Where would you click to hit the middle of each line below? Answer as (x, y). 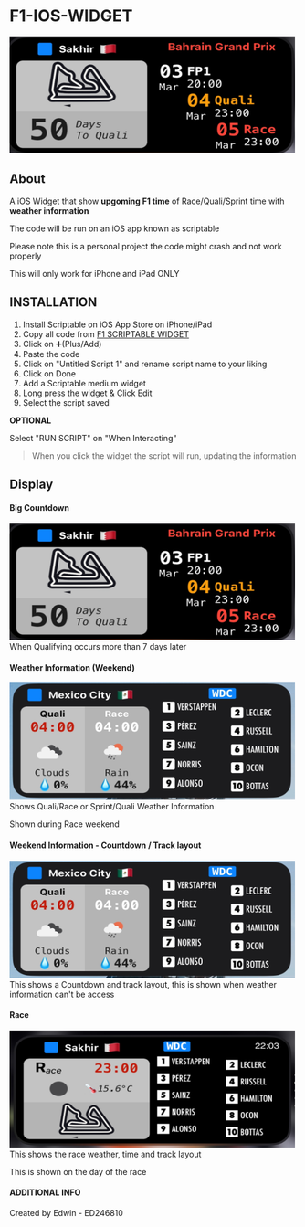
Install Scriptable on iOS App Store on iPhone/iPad (117, 324)
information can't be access (62, 994)
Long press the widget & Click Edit (87, 393)
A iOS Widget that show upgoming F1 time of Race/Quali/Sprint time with (147, 201)
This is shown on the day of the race (78, 1171)
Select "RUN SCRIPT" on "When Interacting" (93, 438)
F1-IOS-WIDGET (71, 16)
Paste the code (51, 354)
